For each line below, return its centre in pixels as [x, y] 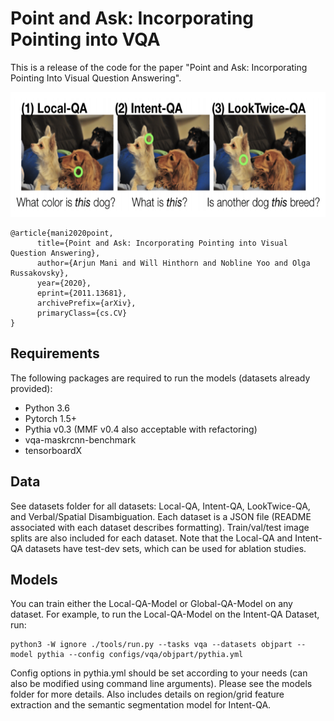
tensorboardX [53, 450]
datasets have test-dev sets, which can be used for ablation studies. [165, 548]
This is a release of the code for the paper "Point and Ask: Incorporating [159, 67]
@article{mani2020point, [62, 233]
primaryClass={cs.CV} [82, 313]
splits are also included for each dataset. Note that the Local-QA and [151, 538]
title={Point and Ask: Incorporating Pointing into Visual [162, 243]
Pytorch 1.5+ [50, 418]
